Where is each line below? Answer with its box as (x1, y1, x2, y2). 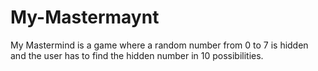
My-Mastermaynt (10, 6, 160, 29)
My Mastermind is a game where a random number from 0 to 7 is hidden (10, 39, 309, 51)
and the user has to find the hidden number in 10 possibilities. (10, 49, 264, 61)
